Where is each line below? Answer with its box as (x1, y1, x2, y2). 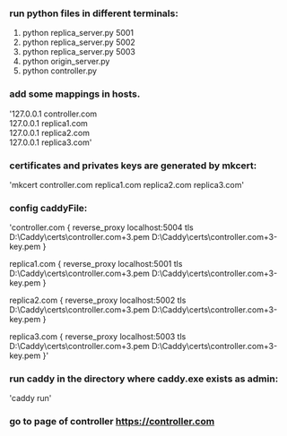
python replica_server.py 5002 (22, 37, 136, 47)
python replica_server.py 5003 (22, 47, 136, 57)
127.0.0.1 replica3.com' (9, 137, 92, 148)
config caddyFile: (9, 201, 88, 214)
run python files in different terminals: (9, 7, 179, 20)
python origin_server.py (22, 56, 110, 67)
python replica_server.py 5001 (22, 28, 135, 38)
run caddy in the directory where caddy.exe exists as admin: (9, 372, 279, 385)
